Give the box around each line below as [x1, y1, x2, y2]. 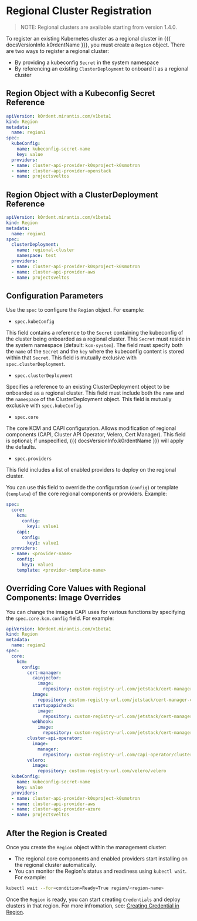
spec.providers [14, 456, 52, 462]
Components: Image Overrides [6, 593, 121, 603]
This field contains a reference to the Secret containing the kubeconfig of [6, 329, 184, 336]
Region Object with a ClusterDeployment [6, 189, 158, 199]
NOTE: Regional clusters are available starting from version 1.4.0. [20, 24, 178, 31]
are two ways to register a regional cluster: [6, 47, 110, 54]
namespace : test [16, 253, 57, 259]
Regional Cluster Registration [6, 4, 152, 18]
